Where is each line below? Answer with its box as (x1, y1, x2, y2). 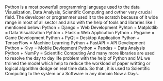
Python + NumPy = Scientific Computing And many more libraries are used (5, 50, 155, 56)
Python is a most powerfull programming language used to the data (5, 4, 140, 10)
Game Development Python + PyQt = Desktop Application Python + (5, 35, 140, 40)
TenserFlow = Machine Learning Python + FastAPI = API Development (5, 40, 145, 45)
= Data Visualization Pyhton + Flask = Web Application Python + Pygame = (5, 30, 155, 35)
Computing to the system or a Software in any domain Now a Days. (5, 71, 139, 76)
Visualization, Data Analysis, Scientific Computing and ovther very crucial (5, 9, 152, 15)
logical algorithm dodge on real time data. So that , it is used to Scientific (5, 66, 150, 71)
